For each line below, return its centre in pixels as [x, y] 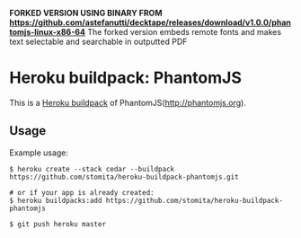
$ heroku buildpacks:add [56, 200]
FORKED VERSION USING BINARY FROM [86, 13]
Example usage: [39, 153]
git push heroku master [62, 224]
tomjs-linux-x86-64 [48, 32]
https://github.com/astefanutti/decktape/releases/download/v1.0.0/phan [150, 22]
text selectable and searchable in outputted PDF [98, 41]
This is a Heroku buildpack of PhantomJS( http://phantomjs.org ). [128, 102]
